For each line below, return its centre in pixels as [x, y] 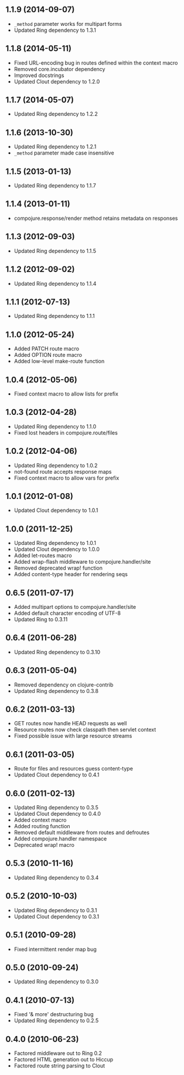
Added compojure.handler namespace [60, 839]
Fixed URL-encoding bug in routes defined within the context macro [96, 63]
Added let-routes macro [43, 555]
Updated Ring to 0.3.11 [41, 619]
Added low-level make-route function [59, 361]
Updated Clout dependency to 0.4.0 [57, 814]
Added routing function [42, 826]
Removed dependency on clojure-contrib [64, 685]
